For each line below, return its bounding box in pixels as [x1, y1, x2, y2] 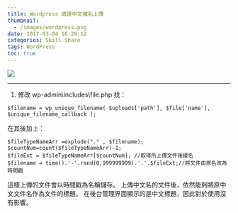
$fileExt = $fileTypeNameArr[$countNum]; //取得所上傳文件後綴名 [7, 152, 193, 159]
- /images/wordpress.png [13, 23, 87, 31]
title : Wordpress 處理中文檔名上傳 [7, 10, 104, 18]
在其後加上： [7, 124, 45, 132]
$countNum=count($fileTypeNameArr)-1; [7, 144, 122, 151]
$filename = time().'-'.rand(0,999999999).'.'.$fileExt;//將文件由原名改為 [7, 159, 228, 167]
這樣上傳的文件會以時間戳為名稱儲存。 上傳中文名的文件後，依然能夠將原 [7, 180, 220, 189]
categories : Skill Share [7, 37, 81, 44]
